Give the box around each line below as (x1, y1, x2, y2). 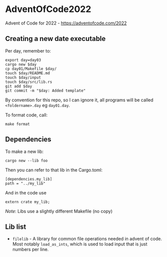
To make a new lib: (5, 148, 44, 154)
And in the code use (5, 189, 46, 195)
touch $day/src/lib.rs (5, 79, 52, 84)
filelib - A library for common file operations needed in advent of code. (12, 236, 162, 242)
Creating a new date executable (5, 34, 106, 43)
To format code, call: (5, 111, 48, 118)
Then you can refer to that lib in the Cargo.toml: (5, 166, 103, 173)
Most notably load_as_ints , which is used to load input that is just (12, 241, 148, 247)
